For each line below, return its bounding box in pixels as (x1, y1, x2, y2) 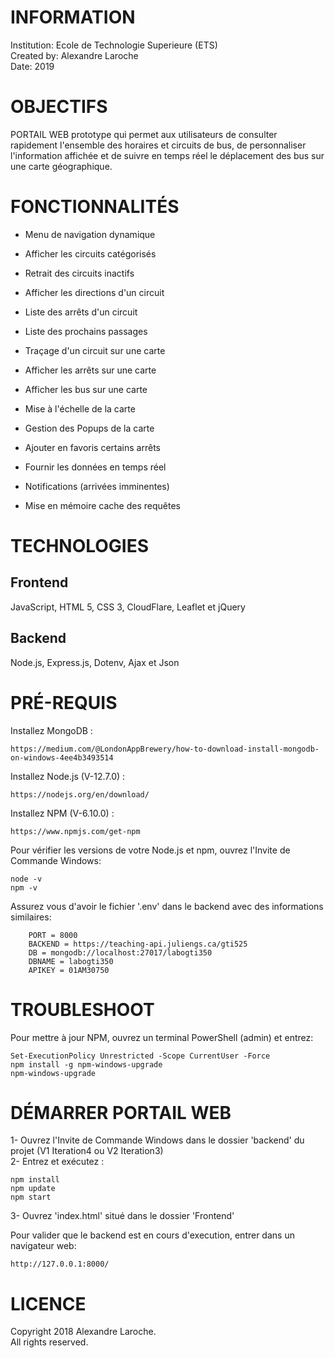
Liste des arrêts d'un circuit (24, 306, 138, 318)
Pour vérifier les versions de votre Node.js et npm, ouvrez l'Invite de (10, 844, 291, 856)
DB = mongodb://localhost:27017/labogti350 (28, 947, 213, 958)
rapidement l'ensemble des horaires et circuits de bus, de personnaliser (10, 139, 307, 151)
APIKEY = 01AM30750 (28, 965, 110, 975)
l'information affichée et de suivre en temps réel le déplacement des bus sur (10, 149, 325, 161)
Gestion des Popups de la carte (24, 422, 155, 434)
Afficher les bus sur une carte (24, 383, 148, 395)
